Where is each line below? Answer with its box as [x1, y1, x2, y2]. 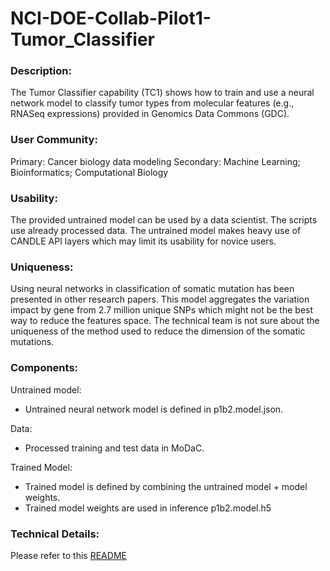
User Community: [10, 133, 98, 147]
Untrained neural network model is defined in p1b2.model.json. [24, 403, 284, 415]
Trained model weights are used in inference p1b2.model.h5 [24, 502, 272, 514]
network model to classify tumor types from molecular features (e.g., [10, 97, 295, 109]
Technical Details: [10, 527, 100, 541]
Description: [10, 64, 72, 78]
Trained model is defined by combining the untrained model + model [24, 480, 308, 492]
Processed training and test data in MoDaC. [24, 442, 205, 454]
